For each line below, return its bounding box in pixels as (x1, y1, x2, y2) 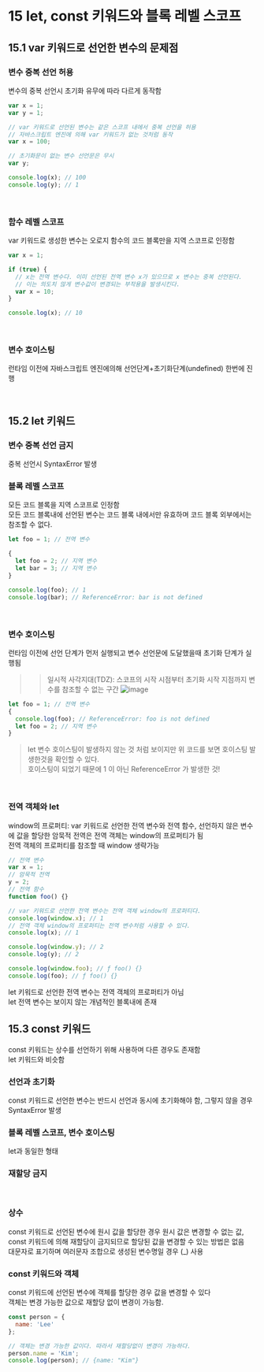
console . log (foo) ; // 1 (8, 586, 87, 594)
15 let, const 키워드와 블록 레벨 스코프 (8, 7, 242, 25)
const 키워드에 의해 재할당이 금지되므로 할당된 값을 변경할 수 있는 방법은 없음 (8, 1237, 245, 1246)
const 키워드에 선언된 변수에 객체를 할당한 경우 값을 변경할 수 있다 (8, 1288, 211, 1297)
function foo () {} (8, 892, 69, 900)
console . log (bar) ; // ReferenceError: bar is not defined (8, 593, 203, 601)
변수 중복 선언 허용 (8, 66, 74, 77)
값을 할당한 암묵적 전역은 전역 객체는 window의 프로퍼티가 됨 (16, 830, 203, 840)
